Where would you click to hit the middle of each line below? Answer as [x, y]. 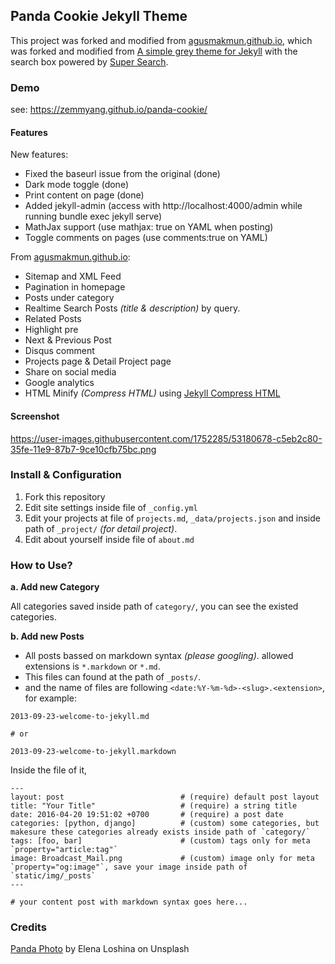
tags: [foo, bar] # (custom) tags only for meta [160, 841]
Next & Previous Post [68, 340]
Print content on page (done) [84, 195]
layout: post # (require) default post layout [165, 797]
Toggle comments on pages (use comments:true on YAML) [146, 238]
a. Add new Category [55, 587]
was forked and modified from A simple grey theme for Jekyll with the [154, 51]
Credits [28, 927]
